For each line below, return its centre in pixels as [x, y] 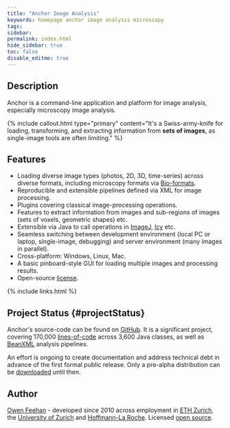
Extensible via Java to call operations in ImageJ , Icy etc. [96, 227]
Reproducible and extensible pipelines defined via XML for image [109, 190]
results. [28, 271]
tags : [15, 26]
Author [22, 393]
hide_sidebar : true [35, 45]
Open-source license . [48, 278]
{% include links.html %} [42, 291]
